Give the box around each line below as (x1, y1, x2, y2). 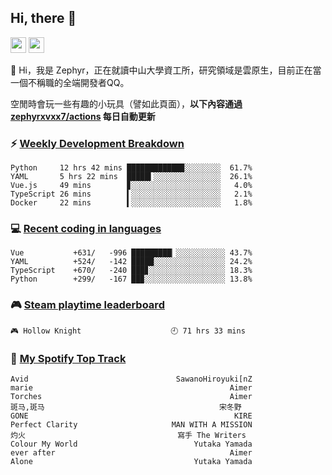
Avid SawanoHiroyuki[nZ (10, 374, 253, 384)
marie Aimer (10, 383, 253, 393)
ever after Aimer (10, 448, 253, 458)
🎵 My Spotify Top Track (10, 351, 127, 365)
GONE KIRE (10, 411, 253, 421)
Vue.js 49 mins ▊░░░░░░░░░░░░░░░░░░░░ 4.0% (10, 181, 253, 191)
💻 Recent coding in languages (10, 222, 162, 236)
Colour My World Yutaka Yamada (10, 439, 253, 449)
